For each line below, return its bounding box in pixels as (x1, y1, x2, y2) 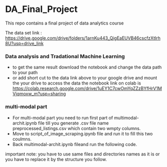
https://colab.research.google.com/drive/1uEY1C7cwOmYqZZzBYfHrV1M (12, 85, 162, 91)
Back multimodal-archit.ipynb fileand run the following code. (12, 141, 137, 147)
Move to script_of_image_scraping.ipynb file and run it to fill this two (12, 130, 153, 136)
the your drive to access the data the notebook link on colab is (12, 80, 141, 86)
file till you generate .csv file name (38, 120, 109, 126)
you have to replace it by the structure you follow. (5, 156, 107, 162)
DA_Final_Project (5, 3, 78, 15)
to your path (12, 69, 38, 75)
